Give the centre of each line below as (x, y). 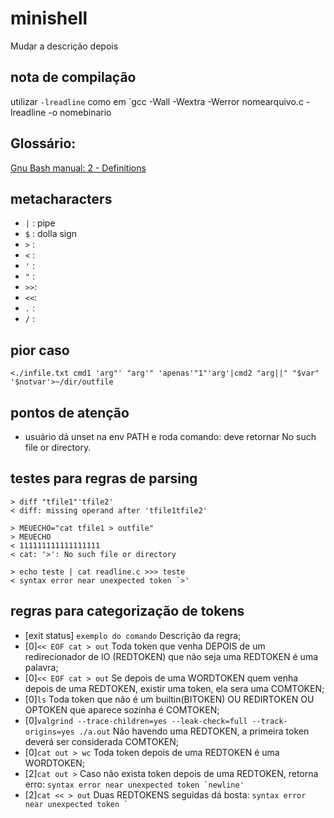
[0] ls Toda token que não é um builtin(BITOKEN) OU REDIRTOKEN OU (169, 699)
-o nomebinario (80, 112)
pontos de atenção (70, 412)
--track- (269, 721)
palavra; (41, 667)
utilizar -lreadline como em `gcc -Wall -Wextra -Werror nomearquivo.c (157, 101)
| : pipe (40, 223)
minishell (49, 18)
